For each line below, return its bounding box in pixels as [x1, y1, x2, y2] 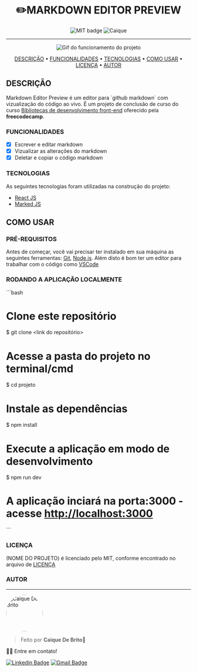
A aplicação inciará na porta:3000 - [6, 494, 184, 508]
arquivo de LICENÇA [6, 561, 56, 568]
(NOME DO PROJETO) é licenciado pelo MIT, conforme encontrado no [6, 554, 176, 561]
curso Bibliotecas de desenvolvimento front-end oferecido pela [6, 106, 159, 113]
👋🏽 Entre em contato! [6, 647, 57, 654]
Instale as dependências [6, 402, 128, 415]
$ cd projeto [6, 382, 36, 389]
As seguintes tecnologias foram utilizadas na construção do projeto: [6, 182, 171, 190]
